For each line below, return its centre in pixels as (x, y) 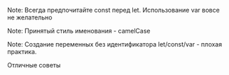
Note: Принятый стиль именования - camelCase (79, 31)
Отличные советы (34, 65)
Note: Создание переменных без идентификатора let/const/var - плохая (115, 44)
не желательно (30, 17)
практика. (22, 52)
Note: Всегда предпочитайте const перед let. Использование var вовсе (113, 10)
